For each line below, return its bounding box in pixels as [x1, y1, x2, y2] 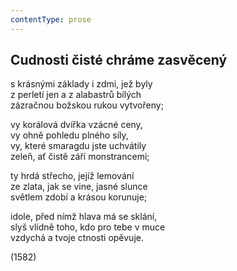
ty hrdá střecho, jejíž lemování [10, 170, 135, 182]
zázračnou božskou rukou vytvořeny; [10, 99, 164, 111]
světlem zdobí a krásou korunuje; [10, 191, 148, 203]
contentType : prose [10, 14, 92, 25]
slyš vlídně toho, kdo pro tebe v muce [10, 221, 166, 233]
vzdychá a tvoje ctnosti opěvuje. [10, 232, 144, 244]
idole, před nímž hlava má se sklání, [10, 211, 158, 223]
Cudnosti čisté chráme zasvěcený [10, 52, 228, 69]
